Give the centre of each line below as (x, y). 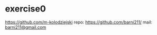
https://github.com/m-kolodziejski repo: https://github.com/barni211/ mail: (79, 22)
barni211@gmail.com (26, 27)
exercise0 (25, 9)
